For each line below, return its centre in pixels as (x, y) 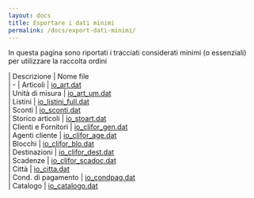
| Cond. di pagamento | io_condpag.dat (72, 177)
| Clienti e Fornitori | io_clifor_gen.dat (68, 127)
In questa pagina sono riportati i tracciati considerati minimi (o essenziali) (127, 53)
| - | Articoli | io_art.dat (45, 85)
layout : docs (30, 15)
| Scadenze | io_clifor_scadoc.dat (62, 161)
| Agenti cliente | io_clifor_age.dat (63, 135)
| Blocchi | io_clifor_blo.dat (51, 144)
